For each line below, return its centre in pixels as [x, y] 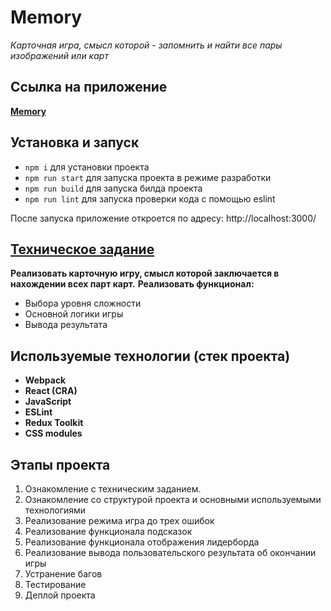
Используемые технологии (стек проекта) [150, 356]
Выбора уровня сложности [83, 303]
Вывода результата [66, 325]
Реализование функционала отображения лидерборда [142, 542]
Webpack [45, 380]
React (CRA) [51, 391]
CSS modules [53, 433]
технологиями [55, 510]
